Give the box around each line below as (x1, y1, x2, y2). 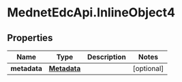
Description (87, 53, 126, 61)
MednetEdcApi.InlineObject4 (7, 5, 176, 20)
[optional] (132, 64, 164, 73)
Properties (7, 32, 53, 44)
